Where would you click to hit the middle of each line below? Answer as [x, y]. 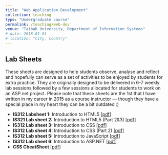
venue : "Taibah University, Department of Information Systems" [75, 29]
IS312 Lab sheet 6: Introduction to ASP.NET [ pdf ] [65, 141]
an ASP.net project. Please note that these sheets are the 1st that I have [81, 93]
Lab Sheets [24, 59]
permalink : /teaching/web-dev [38, 24]
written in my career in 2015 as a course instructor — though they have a [82, 99]
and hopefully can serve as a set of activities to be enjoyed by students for [84, 77]
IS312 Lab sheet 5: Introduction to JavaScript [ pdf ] [66, 136]
